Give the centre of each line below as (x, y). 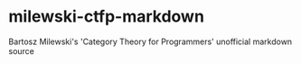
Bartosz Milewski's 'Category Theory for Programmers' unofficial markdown (150, 41)
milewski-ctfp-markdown (107, 17)
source (22, 50)
